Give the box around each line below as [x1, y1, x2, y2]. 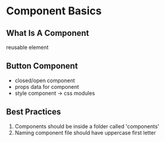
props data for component [14, 83, 79, 90]
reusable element [6, 44, 49, 51]
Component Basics [6, 4, 102, 18]
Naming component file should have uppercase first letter [14, 129, 156, 136]
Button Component [6, 61, 78, 71]
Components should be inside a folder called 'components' [14, 122, 160, 129]
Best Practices [6, 107, 61, 117]
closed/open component [14, 76, 75, 84]
